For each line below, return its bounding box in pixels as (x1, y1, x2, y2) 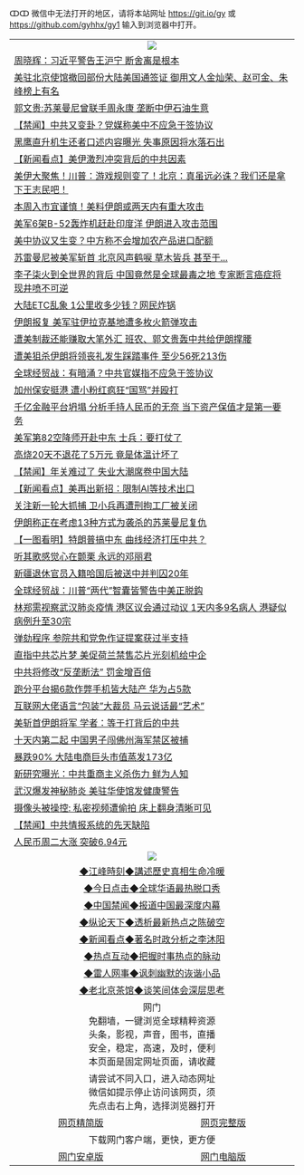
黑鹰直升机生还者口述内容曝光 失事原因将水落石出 (14, 136, 225, 148)
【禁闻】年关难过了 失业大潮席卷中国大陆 (14, 466, 189, 477)
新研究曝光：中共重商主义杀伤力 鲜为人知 (14, 768, 189, 780)
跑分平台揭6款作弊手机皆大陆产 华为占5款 (14, 683, 192, 695)
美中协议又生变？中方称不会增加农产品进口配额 (14, 235, 214, 246)
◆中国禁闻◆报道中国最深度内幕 (83, 900, 221, 911)
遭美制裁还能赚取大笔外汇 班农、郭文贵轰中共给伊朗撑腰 (14, 333, 252, 345)
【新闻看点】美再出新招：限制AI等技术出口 (14, 483, 195, 495)
